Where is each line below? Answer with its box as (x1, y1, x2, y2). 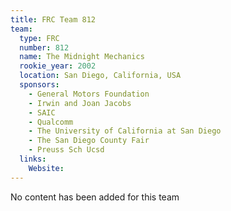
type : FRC (19, 33, 60, 43)
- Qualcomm (28, 117, 74, 127)
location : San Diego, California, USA (19, 71, 182, 81)
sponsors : (19, 80, 60, 90)
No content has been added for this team (10, 191, 180, 203)
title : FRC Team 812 (10, 14, 97, 25)
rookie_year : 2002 (19, 61, 97, 71)
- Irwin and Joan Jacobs (28, 98, 132, 108)
